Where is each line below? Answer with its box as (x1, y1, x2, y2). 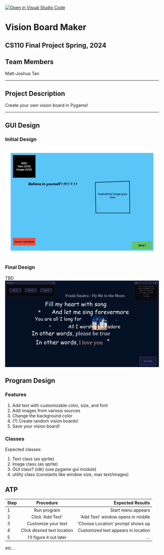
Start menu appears (110, 507, 150, 513)
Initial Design (5, 136, 37, 143)
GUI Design (5, 121, 40, 129)
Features (5, 391, 27, 398)
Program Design (5, 377, 55, 385)
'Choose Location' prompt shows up (77, 521, 150, 527)
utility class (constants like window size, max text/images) (12, 471, 129, 477)
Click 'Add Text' (31, 513, 63, 520)
